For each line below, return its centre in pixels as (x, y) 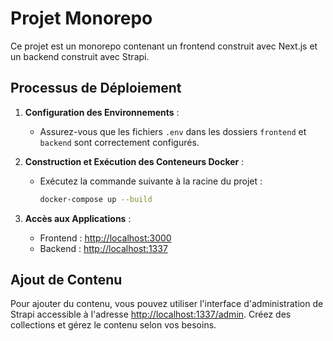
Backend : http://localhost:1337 (103, 248)
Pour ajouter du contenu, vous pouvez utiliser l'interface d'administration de (167, 304)
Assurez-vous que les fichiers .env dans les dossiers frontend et (173, 131)
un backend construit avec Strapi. (80, 56)
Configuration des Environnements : (102, 112)
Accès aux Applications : (78, 218)
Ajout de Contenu (66, 280)
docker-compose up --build (96, 199)
